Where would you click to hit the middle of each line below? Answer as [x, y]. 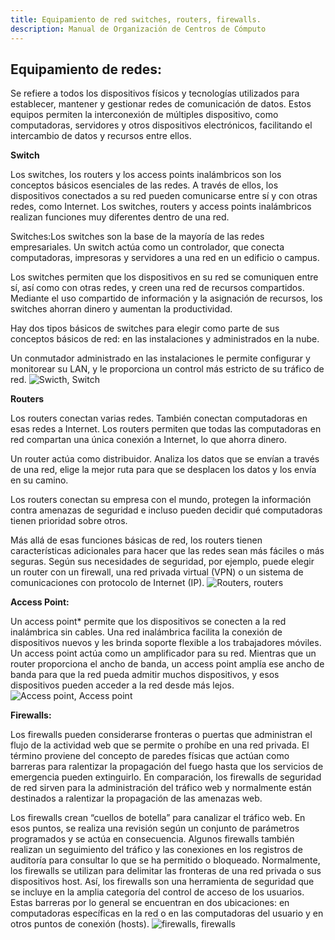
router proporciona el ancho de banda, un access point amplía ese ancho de [167, 664]
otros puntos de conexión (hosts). [80, 924]
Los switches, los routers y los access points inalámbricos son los [146, 175]
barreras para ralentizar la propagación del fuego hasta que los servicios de [167, 767]
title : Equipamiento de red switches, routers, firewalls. [136, 19]
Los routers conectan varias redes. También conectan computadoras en [159, 418]
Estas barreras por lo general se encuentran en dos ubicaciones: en [150, 903]
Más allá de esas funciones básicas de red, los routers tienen [136, 540]
